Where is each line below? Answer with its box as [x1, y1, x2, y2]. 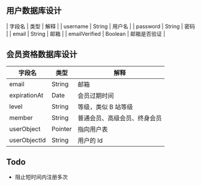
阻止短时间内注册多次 [14, 173, 68, 181]
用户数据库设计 [6, 5, 62, 16]
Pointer [51, 124, 72, 133]
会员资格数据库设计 [6, 50, 77, 60]
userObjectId [9, 136, 46, 144]
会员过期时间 [77, 92, 114, 100]
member [9, 113, 33, 121]
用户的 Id [77, 136, 103, 145]
